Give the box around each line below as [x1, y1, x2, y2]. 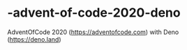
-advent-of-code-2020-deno [7, 5, 181, 21]
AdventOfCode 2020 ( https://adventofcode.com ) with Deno [7, 28, 179, 36]
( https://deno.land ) [7, 35, 61, 43]
